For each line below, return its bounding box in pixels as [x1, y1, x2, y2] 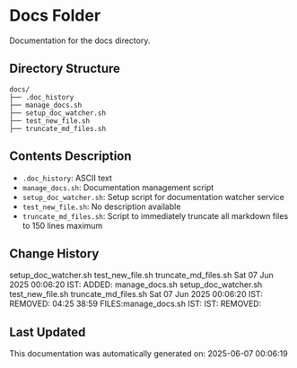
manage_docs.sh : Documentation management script [22, 181, 214, 193]
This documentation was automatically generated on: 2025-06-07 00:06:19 [9, 348, 289, 359]
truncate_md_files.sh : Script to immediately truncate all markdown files [22, 210, 289, 221]
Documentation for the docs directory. [9, 35, 151, 46]
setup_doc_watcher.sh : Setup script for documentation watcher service [22, 191, 285, 202]
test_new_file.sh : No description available [22, 201, 181, 212]
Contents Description [9, 149, 132, 164]
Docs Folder [9, 5, 101, 26]
